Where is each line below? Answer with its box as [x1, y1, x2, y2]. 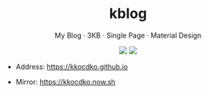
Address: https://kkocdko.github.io [15, 62, 128, 71]
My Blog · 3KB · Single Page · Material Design [54, 31, 202, 40]
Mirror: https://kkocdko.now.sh [15, 77, 115, 86]
